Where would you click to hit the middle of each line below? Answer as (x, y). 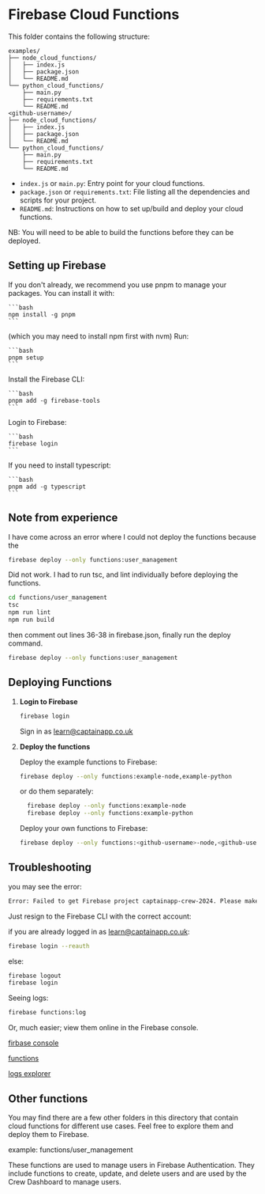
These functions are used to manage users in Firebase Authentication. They (131, 1165)
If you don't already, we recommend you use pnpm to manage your (118, 284)
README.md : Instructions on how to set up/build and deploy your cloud (131, 208)
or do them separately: (56, 791)
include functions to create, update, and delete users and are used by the (127, 1173)
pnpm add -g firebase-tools (54, 400)
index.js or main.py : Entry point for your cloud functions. (112, 183)
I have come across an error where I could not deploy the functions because (132, 536)
